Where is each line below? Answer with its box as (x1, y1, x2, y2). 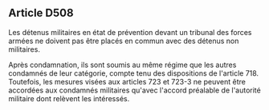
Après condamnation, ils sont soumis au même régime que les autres (8, 60, 237, 69)
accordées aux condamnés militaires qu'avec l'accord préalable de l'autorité (8, 85, 261, 95)
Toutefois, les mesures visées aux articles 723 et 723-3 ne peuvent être (8, 77, 247, 86)
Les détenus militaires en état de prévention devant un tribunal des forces (8, 27, 252, 37)
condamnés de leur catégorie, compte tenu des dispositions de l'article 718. (8, 68, 259, 78)
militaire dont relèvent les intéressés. (8, 93, 130, 103)
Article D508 (8, 6, 74, 20)
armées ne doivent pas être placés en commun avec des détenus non (8, 36, 239, 45)
